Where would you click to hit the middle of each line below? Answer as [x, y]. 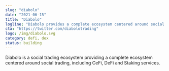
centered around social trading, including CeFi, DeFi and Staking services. [83, 63]
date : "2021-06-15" [26, 15]
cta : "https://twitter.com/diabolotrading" [52, 29]
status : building [24, 43]
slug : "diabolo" [22, 10]
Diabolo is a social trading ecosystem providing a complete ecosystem [79, 57]
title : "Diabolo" [24, 19]
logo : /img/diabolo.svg [30, 33]
